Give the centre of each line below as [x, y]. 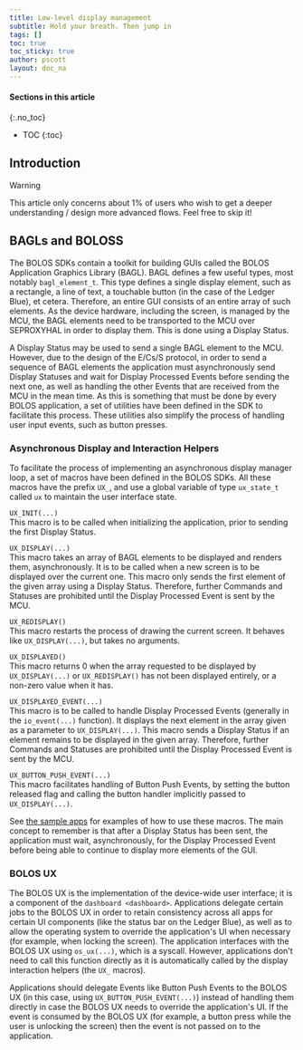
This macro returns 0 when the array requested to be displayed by [133, 666]
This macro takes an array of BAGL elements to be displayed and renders [146, 557]
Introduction [45, 164]
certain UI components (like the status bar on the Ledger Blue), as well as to [151, 922]
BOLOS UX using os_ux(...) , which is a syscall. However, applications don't [151, 951]
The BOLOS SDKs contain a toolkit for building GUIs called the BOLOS [139, 263]
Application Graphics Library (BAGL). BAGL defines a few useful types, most [151, 272]
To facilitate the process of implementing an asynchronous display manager [151, 468]
